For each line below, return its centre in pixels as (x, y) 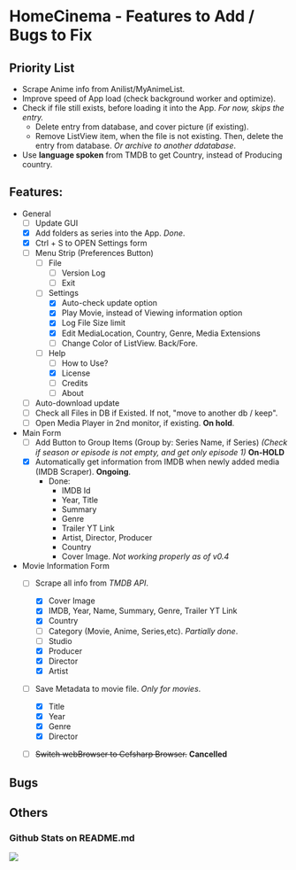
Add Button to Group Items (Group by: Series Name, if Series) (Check (161, 443)
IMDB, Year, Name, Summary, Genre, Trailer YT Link (143, 611)
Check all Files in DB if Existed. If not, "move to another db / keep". (156, 413)
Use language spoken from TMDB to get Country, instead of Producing (152, 155)
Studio (60, 641)
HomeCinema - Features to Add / (132, 16)
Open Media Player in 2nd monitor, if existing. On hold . (135, 423)
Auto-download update (77, 403)
